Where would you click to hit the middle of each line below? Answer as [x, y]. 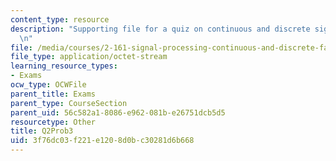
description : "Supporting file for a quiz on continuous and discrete [160, 29]
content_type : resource [60, 19]
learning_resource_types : [64, 66]
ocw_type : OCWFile [48, 85]
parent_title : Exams [53, 94]
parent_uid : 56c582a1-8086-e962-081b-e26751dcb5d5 [118, 112]
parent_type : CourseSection [69, 103]
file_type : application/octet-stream [89, 57]
